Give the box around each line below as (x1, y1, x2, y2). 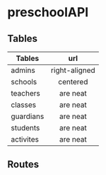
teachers (11, 89, 40, 98)
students (11, 123, 40, 132)
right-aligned (50, 65, 95, 75)
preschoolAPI (7, 4, 89, 21)
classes (11, 100, 37, 110)
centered (58, 77, 88, 86)
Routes (7, 159, 40, 171)
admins (11, 65, 35, 75)
